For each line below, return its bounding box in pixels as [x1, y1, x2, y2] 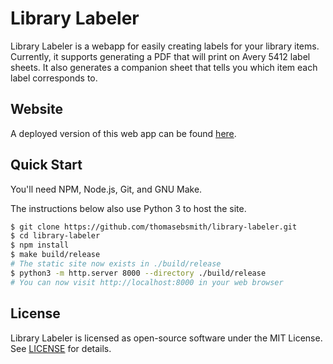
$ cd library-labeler [10, 231, 101, 241]
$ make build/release [10, 250, 101, 260]
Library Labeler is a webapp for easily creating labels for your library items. [10, 40, 320, 52]
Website [10, 101, 63, 118]
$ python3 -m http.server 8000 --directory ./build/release [10, 268, 267, 278]
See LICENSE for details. [10, 342, 112, 354]
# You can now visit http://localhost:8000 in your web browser [10, 277, 284, 287]
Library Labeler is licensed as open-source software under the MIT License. [10, 332, 323, 344]
